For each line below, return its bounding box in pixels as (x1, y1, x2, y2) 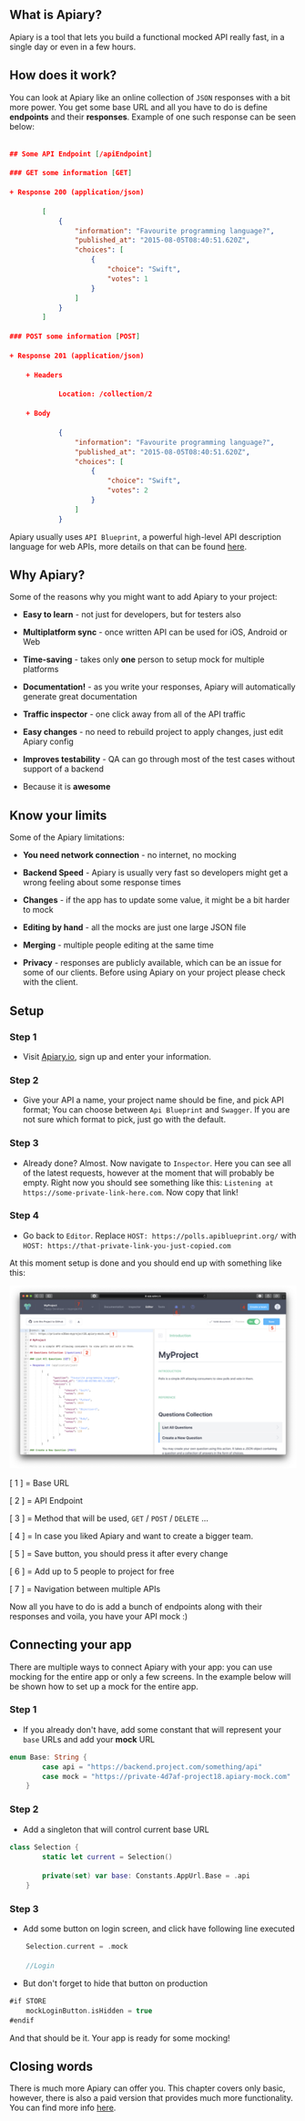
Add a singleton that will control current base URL (22, 1824, 209, 1835)
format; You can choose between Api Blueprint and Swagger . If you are (22, 1104, 290, 1115)
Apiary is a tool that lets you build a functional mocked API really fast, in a (9, 31, 285, 42)
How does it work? (9, 67, 117, 83)
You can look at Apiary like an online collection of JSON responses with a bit (9, 91, 291, 103)
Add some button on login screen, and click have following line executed (22, 1923, 296, 1934)
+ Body (25, 409, 51, 419)
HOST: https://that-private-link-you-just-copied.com (22, 1241, 231, 1250)
